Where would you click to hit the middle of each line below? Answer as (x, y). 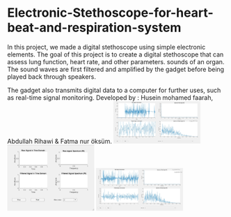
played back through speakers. (51, 76)
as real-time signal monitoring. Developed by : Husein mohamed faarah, (110, 97)
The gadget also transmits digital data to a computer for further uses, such (114, 90)
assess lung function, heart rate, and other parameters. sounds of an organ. (116, 61)
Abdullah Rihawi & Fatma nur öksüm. (60, 142)
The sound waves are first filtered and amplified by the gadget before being (116, 69)
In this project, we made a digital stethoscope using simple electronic (106, 47)
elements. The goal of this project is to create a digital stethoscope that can (115, 54)
